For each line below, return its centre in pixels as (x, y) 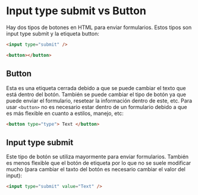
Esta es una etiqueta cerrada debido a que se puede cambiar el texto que (96, 88)
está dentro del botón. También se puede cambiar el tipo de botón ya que (96, 94)
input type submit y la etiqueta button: (53, 33)
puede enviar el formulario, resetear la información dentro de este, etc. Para (99, 100)
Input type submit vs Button (76, 11)
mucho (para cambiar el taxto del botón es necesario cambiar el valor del (96, 170)
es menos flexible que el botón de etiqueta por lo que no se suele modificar (99, 163)
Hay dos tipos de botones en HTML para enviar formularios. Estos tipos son (99, 27)
